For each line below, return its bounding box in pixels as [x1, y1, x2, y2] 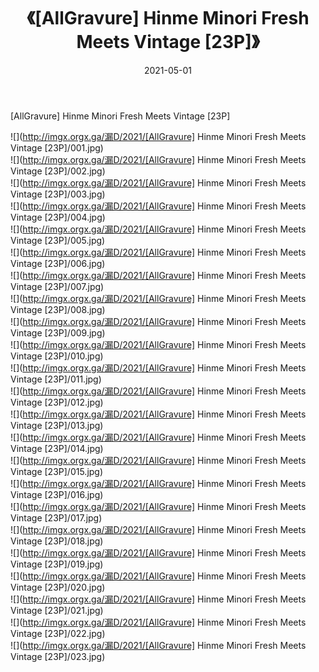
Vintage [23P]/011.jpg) [10, 373, 102, 385]
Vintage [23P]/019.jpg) [10, 558, 104, 570]
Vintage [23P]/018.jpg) [10, 535, 104, 547]
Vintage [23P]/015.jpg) [10, 465, 104, 477]
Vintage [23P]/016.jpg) [10, 488, 104, 500]
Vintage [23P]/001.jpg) [10, 141, 104, 154]
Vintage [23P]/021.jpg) [10, 604, 104, 616]
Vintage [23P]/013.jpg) [10, 419, 104, 431]
